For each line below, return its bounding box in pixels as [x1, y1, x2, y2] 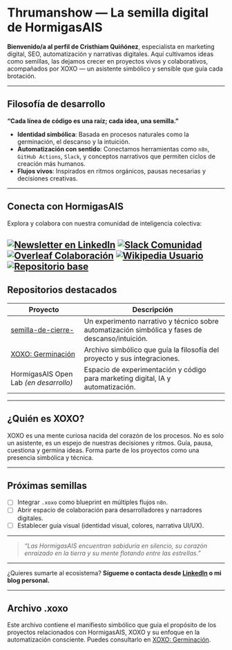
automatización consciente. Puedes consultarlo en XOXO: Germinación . [7, 635, 211, 644]
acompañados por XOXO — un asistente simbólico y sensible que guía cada [7, 64, 223, 73]
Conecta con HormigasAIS [7, 201, 124, 212]
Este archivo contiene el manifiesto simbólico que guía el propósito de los [7, 621, 217, 629]
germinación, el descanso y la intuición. [17, 137, 130, 146]
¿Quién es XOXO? [7, 413, 85, 425]
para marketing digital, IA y [84, 373, 171, 383]
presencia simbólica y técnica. [7, 453, 94, 461]
